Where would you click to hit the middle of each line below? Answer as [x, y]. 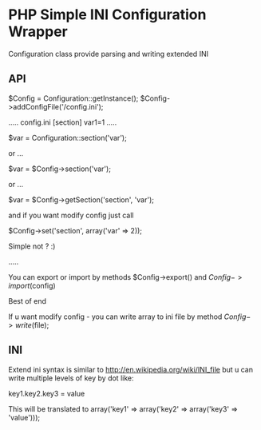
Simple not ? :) [32, 246]
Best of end [27, 301]
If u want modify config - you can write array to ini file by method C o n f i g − [130, 317]
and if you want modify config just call [71, 215]
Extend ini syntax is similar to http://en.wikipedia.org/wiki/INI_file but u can [131, 369]
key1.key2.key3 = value [47, 393]
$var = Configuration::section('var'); [68, 137]
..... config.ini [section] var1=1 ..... [63, 122]
